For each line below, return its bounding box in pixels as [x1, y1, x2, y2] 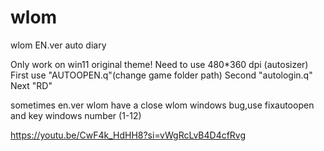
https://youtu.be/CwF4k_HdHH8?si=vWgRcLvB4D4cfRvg [10, 129, 247, 141]
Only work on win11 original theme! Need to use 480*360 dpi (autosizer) [10, 58, 309, 70]
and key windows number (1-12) [10, 109, 142, 121]
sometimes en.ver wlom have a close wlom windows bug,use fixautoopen [10, 99, 315, 111]
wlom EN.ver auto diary [10, 39, 107, 51]
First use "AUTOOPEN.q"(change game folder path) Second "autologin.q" [10, 69, 313, 81]
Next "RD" [10, 79, 53, 91]
